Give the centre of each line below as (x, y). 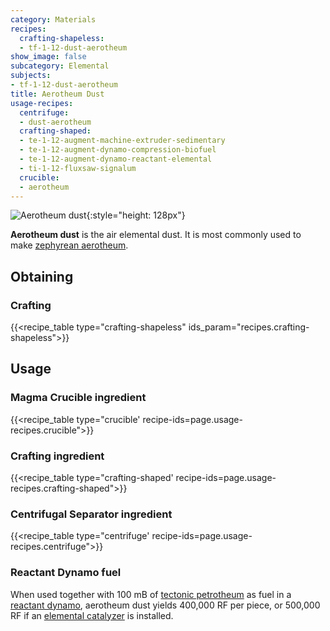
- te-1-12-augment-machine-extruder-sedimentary (122, 141)
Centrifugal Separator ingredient (91, 514)
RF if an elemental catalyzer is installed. (92, 615)
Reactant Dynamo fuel (66, 573)
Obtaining (42, 276)
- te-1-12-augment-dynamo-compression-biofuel (118, 150)
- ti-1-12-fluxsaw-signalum (78, 168)
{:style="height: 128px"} (136, 215)
